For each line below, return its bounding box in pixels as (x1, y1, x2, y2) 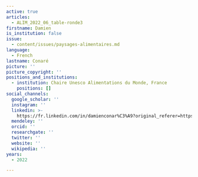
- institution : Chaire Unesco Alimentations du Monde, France (11, 80, 167, 86)
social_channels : (6, 91, 49, 97)
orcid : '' (11, 124, 35, 130)
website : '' (11, 140, 41, 146)
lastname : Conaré (6, 58, 49, 64)
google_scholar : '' (11, 96, 60, 102)
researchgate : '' (11, 129, 54, 136)
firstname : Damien (6, 25, 51, 31)
